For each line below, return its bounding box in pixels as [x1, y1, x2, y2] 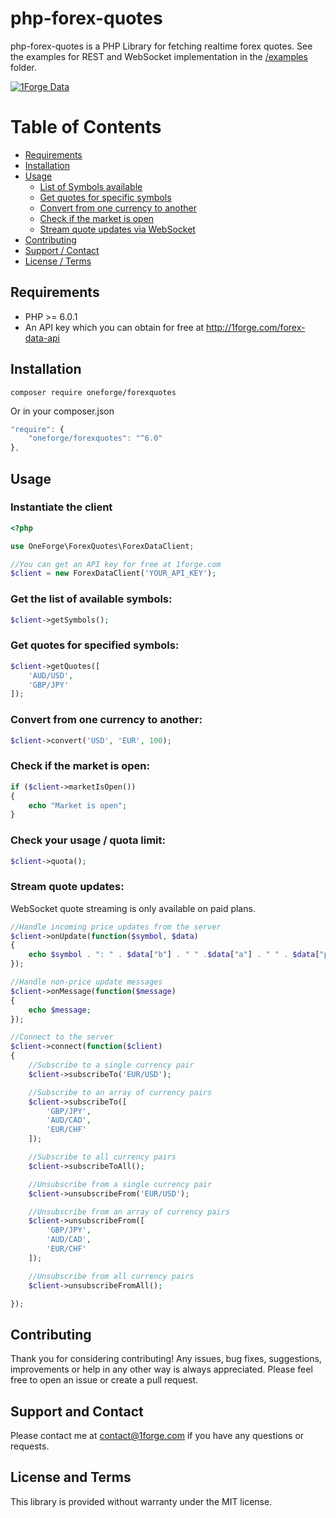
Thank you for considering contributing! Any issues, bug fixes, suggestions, [10, 1353, 322, 1365]
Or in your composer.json [10, 405, 115, 417]
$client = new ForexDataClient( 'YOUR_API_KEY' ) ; [10, 568, 217, 579]
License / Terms [24, 255, 92, 267]
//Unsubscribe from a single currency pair [28, 1179, 213, 1189]
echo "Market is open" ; [28, 800, 128, 811]
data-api [24, 332, 61, 344]
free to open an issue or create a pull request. [10, 1374, 199, 1386]
